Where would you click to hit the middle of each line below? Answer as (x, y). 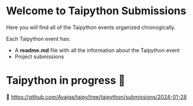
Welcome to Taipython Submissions (96, 11)
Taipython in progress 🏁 (66, 81)
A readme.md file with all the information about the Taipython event (97, 50)
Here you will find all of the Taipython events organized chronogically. (91, 27)
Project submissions (39, 56)
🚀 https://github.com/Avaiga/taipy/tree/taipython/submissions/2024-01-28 (97, 97)
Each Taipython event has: (38, 38)
